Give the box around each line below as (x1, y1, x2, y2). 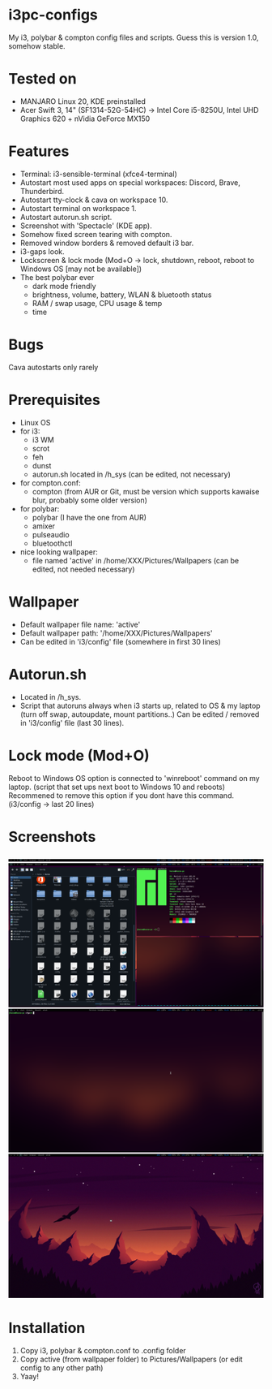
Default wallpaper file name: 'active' (19, 619, 141, 629)
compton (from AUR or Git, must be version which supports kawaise (32, 486, 260, 496)
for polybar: (19, 503, 60, 513)
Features (8, 142, 70, 161)
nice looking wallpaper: (19, 546, 99, 557)
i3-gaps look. (19, 246, 65, 257)
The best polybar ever (19, 272, 95, 282)
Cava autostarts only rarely (8, 362, 99, 372)
